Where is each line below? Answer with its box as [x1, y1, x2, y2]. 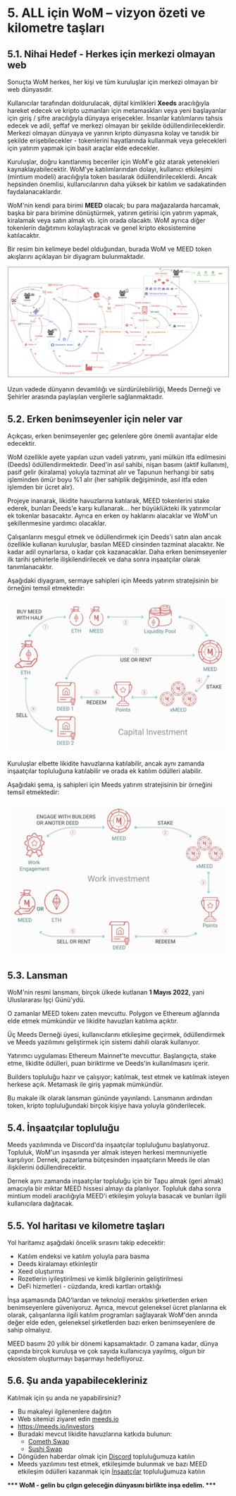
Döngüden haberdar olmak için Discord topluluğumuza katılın [17, 1452, 195, 1461]
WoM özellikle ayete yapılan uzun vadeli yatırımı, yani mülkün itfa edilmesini [7, 453, 227, 461]
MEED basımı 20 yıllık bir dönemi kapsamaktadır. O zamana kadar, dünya [7, 1339, 218, 1348]
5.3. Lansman [7, 969, 68, 981]
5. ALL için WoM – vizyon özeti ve [7, 5, 206, 21]
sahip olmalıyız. [7, 1325, 53, 1334]
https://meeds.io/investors [17, 1422, 94, 1430]
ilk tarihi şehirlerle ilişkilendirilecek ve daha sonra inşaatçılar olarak [7, 555, 201, 564]
